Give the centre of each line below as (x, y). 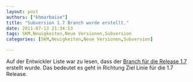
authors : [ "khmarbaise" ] (37, 17)
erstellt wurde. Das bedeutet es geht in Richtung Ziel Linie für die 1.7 (90, 68)
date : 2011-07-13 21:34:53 (40, 28)
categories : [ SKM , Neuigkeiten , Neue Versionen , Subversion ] (80, 39)
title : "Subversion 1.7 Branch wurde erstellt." (68, 23)
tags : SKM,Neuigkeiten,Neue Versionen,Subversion (69, 34)
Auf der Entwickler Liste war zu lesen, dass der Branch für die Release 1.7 (96, 61)
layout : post (22, 12)
